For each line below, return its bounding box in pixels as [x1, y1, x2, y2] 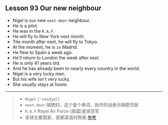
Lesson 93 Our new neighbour [5, 4, 101, 13]
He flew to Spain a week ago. [12, 49, 73, 55]
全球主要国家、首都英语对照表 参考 [24, 114, 96, 120]
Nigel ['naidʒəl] [24, 96, 60, 102]
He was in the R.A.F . [12, 28, 55, 34]
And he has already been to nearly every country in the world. [12, 65, 140, 71]
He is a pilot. [12, 23, 38, 29]
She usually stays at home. [12, 81, 68, 87]
